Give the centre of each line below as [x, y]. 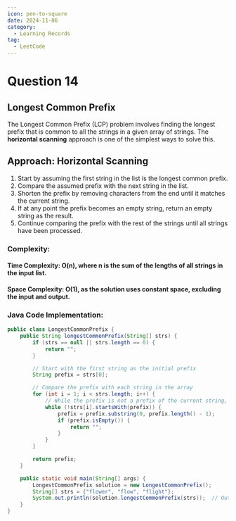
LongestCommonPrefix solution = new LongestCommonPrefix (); [122, 485]
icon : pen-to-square [38, 14]
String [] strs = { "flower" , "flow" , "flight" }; [103, 491]
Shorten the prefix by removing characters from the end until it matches [121, 193]
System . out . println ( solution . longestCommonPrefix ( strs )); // [125, 498]
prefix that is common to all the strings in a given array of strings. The [108, 132]
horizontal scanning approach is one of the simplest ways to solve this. [111, 139]
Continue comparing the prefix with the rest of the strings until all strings [123, 223]
